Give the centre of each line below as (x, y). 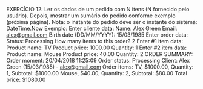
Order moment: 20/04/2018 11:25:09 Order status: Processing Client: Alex (98, 60)
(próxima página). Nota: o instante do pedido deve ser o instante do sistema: (102, 22)
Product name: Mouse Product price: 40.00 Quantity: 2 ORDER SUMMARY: (100, 54)
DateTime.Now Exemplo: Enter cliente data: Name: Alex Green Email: (92, 28)
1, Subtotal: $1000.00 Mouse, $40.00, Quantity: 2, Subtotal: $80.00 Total (97, 73)
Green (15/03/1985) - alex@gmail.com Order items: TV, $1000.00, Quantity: (100, 67)
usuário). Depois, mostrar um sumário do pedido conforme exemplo (91, 16)
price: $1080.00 (26, 79)
